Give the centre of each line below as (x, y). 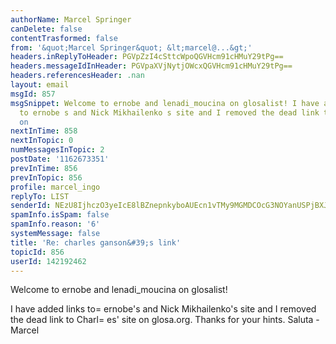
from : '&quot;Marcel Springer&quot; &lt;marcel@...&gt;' (131, 47)
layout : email (40, 85)
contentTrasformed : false (64, 38)
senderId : (31, 206)
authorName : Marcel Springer (71, 19)
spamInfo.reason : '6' (55, 224)
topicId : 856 (37, 252)
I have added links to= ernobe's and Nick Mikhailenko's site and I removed (163, 309)
